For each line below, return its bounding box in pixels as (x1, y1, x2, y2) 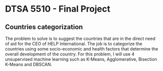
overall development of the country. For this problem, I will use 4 (5, 51, 135, 57)
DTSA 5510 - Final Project (5, 3, 111, 15)
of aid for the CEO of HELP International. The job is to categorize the (5, 41, 143, 47)
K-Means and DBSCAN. (5, 62, 52, 67)
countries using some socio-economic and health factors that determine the (5, 46, 159, 52)
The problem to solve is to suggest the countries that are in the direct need (5, 35, 156, 41)
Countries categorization (5, 23, 83, 31)
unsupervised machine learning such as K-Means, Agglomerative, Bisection (5, 56, 157, 62)
